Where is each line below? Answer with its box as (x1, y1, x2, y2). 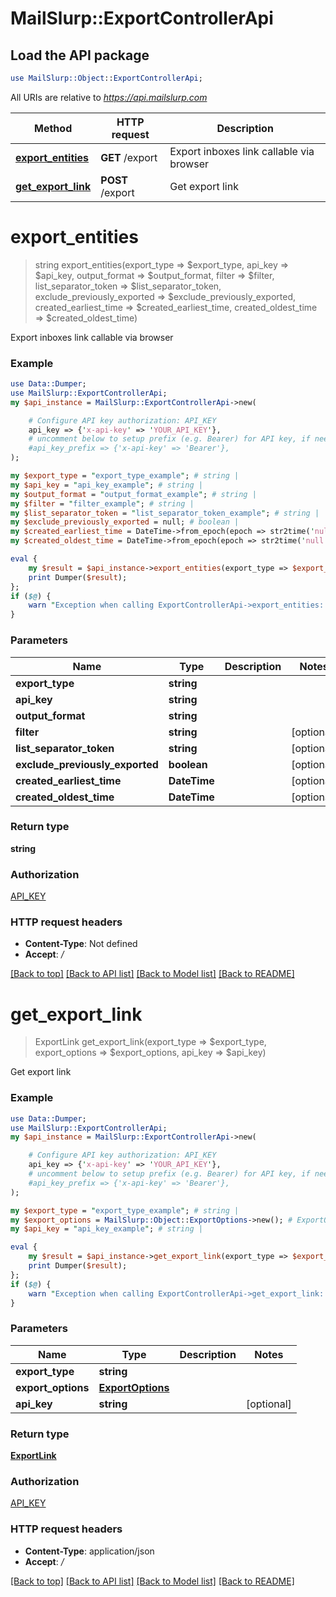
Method (34, 121, 73, 135)
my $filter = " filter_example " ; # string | (10, 498, 195, 509)
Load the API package (10, 47, 150, 64)
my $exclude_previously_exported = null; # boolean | (10, 517, 240, 527)
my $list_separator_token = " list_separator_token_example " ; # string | (10, 508, 320, 518)
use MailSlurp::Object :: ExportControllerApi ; (10, 73, 203, 83)
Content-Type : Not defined (24, 938, 138, 950)
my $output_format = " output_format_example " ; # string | (10, 489, 257, 499)
